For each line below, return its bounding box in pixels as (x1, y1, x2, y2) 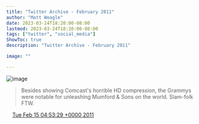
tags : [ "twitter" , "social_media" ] (6, 31, 96, 37)
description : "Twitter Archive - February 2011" (6, 43, 131, 49)
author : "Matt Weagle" (6, 14, 63, 20)
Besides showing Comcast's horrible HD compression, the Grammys (21, 87, 192, 94)
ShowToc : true (6, 37, 42, 43)
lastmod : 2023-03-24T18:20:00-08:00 (6, 25, 98, 32)
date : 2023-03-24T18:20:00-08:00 (6, 20, 90, 26)
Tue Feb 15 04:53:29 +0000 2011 (11, 111, 94, 118)
